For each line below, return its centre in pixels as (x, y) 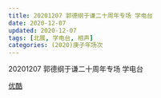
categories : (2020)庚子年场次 (56, 45)
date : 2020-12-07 (37, 23)
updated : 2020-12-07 (43, 30)
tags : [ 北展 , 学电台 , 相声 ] (51, 38)
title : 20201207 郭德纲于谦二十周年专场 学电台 (81, 16)
